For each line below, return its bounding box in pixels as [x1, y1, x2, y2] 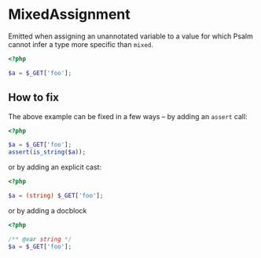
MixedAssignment [8, 5, 131, 24]
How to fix [8, 91, 59, 104]
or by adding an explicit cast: [8, 162, 102, 172]
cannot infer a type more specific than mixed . [8, 39, 154, 49]
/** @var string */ [8, 235, 72, 243]
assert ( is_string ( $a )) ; [8, 148, 86, 156]
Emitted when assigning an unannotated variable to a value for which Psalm [8, 31, 253, 41]
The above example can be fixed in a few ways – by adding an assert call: [8, 111, 248, 121]
